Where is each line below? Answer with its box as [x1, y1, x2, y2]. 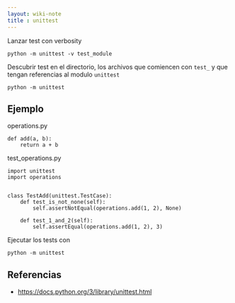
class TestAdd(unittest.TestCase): [7, 193, 113, 200]
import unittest [7, 168, 55, 175]
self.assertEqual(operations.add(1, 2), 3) [33, 224, 163, 231]
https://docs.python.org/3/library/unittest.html [17, 287, 152, 296]
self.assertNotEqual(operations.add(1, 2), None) [33, 205, 182, 212]
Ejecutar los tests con [7, 236, 71, 244]
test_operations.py [7, 154, 62, 163]
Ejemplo [7, 103, 44, 115]
